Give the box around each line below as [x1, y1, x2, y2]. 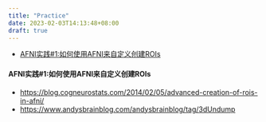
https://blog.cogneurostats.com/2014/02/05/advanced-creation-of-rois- [19, 87, 258, 96]
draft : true [8, 26, 48, 34]
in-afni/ [19, 96, 45, 105]
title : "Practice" [8, 11, 69, 20]
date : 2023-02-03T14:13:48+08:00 [8, 19, 119, 27]
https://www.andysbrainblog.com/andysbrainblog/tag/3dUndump [19, 104, 236, 114]
